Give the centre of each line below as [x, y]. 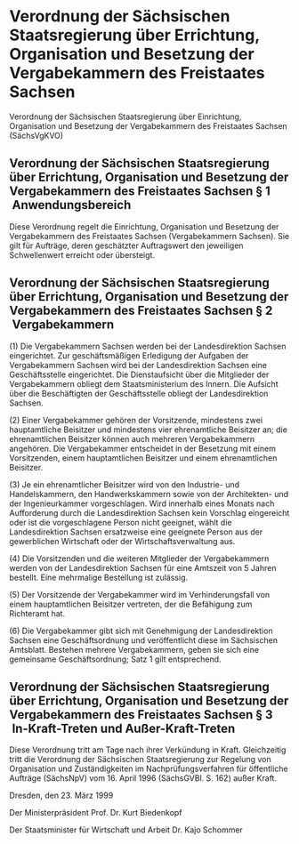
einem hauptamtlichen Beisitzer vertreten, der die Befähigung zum [131, 604]
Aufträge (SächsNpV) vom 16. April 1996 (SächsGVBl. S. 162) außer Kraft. [143, 778]
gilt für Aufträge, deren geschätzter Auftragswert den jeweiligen [126, 245]
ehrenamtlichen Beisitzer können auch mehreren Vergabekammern [132, 438]
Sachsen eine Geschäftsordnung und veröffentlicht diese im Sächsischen [144, 640]
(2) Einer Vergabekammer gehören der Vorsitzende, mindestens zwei [136, 420]
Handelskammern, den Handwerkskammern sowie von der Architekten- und [149, 494]
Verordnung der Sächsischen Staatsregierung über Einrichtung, [125, 117]
